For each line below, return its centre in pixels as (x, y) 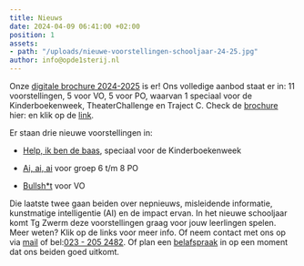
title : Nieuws (36, 18)
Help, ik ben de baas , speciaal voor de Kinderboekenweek (132, 150)
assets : (24, 43)
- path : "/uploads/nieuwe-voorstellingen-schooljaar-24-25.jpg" (134, 52)
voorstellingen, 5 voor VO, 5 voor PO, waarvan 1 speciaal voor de (131, 96)
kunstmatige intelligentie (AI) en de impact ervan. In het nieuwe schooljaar (148, 213)
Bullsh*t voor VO (54, 186)
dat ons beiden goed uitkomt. (65, 252)
